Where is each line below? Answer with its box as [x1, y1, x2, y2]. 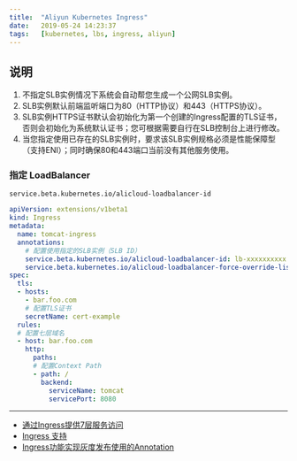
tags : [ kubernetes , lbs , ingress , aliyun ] [9, 29, 176, 38]
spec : [9, 271, 29, 280]
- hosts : [17, 288, 49, 296]
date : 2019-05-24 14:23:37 [9, 21, 117, 30]
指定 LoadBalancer [9, 169, 91, 181]
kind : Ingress [9, 213, 62, 222]
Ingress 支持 [21, 431, 68, 442]
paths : [32, 353, 57, 363]
